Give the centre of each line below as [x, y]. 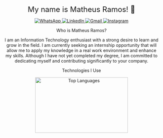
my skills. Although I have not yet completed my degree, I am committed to [81, 56]
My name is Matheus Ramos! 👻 [81, 10]
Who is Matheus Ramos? [81, 30]
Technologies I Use [81, 70]
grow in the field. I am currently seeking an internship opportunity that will [81, 45]
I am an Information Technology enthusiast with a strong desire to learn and [81, 40]
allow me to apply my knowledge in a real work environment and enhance [81, 50]
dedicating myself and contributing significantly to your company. [81, 61]
